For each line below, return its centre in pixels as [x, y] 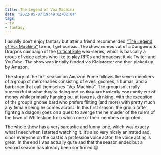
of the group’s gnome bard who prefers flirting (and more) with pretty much [80, 102]
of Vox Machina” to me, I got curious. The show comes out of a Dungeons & [80, 46]
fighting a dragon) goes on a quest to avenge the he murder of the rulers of [80, 112]
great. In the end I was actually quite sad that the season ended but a [74, 142]
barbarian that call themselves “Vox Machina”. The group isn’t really [73, 87]
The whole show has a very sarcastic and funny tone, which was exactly [77, 127]
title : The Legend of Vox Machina [40, 9]
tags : [10, 18]
